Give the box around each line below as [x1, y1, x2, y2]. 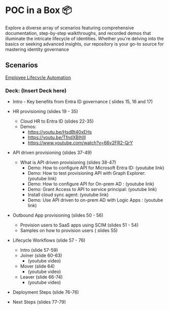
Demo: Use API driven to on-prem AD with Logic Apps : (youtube [27, 197, 163, 203]
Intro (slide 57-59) [20, 247, 58, 253]
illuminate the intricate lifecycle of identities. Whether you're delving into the [5, 35, 164, 42]
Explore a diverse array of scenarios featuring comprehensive [5, 24, 134, 31]
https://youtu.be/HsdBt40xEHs [27, 129, 92, 135]
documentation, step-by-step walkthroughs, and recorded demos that [5, 30, 151, 36]
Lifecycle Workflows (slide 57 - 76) [12, 237, 86, 244]
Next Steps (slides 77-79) [12, 299, 66, 305]
